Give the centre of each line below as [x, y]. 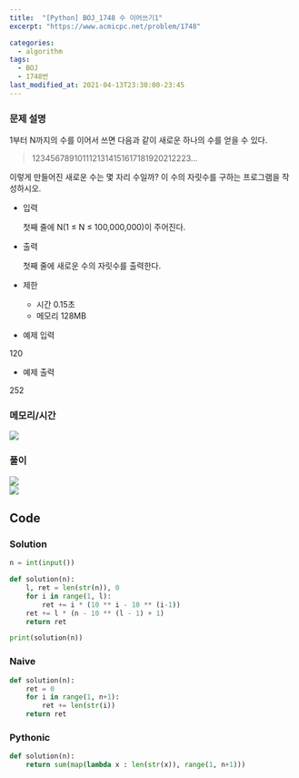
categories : [32, 43]
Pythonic [30, 737]
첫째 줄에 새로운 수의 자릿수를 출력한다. [92, 266]
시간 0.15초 [55, 305]
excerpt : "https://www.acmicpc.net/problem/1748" [105, 26]
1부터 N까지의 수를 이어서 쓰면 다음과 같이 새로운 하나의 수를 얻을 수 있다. [139, 140]
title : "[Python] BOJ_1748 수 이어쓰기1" [86, 18]
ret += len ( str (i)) [79, 706]
